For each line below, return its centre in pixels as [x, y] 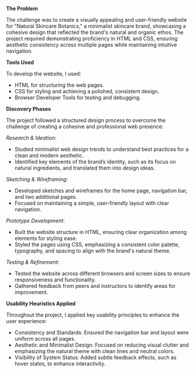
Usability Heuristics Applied [41, 304]
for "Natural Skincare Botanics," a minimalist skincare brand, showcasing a [96, 26]
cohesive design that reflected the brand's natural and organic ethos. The [95, 32]
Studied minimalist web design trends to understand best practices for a [102, 149]
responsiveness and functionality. [55, 280]
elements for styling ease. [46, 238]
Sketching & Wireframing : [37, 179]
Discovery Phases [29, 109]
